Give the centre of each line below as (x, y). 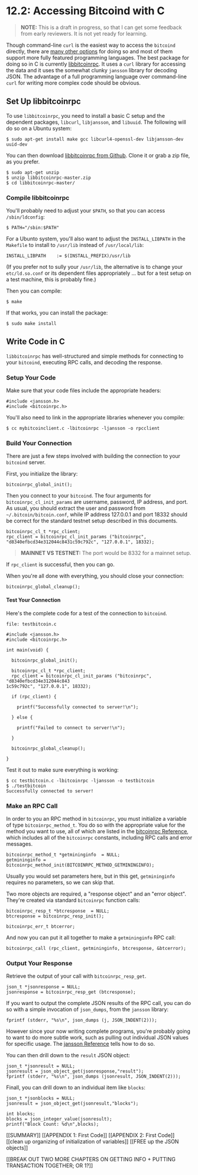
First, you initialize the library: (42, 474)
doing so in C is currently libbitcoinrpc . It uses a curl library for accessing (96, 64)
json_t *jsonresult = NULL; (41, 1066)
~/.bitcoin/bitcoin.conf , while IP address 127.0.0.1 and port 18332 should (97, 515)
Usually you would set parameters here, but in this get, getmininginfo (91, 876)
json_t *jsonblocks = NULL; (41, 1099)
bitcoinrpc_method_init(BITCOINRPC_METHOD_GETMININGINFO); (80, 865)
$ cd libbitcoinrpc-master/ (41, 183)
